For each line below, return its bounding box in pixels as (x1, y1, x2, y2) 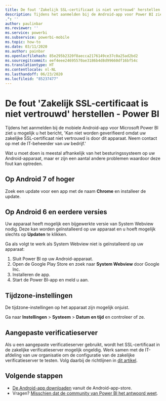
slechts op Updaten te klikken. (5, 231, 68, 237)
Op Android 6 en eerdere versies (5, 208, 107, 216)
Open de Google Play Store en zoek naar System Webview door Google (12, 261, 160, 267)
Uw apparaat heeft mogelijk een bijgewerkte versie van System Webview (5, 221, 154, 227)
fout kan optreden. (5, 161, 43, 167)
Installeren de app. (12, 272, 50, 278)
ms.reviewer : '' (5, 26, 39, 31)
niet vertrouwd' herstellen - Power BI (5, 108, 160, 119)
